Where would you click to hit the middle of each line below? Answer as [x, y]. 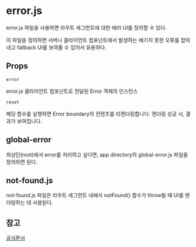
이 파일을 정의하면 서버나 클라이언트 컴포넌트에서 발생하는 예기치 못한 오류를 [93, 40]
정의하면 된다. [22, 162]
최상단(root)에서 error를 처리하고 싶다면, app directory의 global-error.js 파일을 [97, 154]
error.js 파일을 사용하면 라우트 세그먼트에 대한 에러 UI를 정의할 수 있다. [86, 27]
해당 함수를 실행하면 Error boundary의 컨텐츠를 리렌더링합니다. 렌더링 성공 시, [95, 114]
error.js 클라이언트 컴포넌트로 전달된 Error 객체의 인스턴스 [72, 91]
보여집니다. [30, 121]
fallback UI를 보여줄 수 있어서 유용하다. [62, 47]
